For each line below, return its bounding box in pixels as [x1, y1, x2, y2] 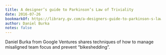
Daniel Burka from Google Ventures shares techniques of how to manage [5, 39, 154, 45]
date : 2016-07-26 [5, 12, 41, 17]
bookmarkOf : [5, 16, 30, 21]
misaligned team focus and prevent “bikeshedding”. [5, 44, 110, 50]
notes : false [5, 26, 32, 30]
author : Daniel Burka [5, 21, 50, 26]
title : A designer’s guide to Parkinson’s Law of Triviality [5, 7, 134, 12]
